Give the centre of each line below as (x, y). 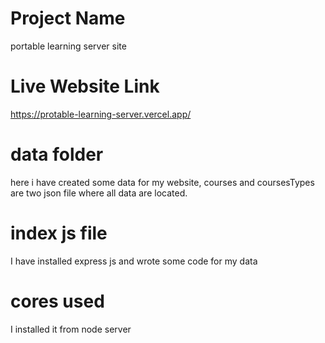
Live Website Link (85, 86)
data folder (57, 154)
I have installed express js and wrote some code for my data (134, 261)
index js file (59, 233)
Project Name (68, 18)
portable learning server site (68, 46)
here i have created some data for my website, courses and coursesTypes (162, 182)
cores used (57, 301)
